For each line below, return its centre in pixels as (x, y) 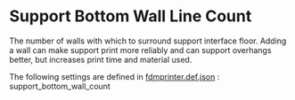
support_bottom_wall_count (60, 86)
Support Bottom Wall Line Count (131, 16)
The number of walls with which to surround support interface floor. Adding (148, 41)
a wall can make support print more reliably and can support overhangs (140, 50)
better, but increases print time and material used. (101, 59)
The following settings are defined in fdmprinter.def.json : (115, 76)
